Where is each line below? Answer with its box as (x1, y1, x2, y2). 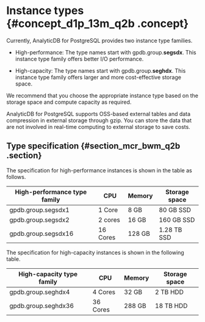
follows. (6, 173, 26, 180)
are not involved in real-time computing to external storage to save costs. (6, 123, 190, 130)
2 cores (98, 215, 120, 224)
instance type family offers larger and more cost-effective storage (15, 73, 182, 81)
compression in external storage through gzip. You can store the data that (6, 117, 192, 124)
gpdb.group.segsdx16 (9, 229, 74, 238)
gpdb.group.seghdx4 (9, 288, 70, 296)
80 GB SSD (158, 205, 191, 214)
